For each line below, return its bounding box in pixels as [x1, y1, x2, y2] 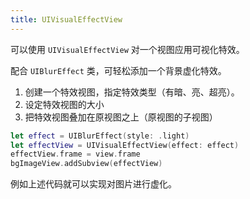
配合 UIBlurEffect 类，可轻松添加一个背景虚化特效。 [10, 64, 227, 76]
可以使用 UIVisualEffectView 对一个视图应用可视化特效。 [10, 43, 245, 55]
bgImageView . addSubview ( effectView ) [10, 159, 163, 169]
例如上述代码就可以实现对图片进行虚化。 [10, 178, 177, 190]
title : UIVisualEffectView [10, 14, 123, 25]
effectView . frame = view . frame [10, 149, 141, 160]
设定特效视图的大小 [24, 98, 105, 110]
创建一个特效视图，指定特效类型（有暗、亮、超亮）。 [24, 86, 240, 98]
